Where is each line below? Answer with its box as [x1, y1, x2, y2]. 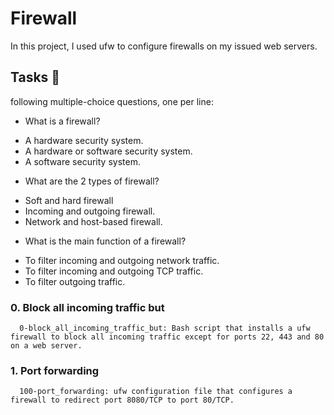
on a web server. [10, 341, 83, 351]
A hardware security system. [24, 134, 144, 146]
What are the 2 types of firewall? [24, 175, 160, 187]
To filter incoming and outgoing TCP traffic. [24, 265, 204, 277]
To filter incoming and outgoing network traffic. [24, 254, 220, 266]
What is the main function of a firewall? [24, 235, 187, 247]
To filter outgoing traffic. [24, 275, 126, 287]
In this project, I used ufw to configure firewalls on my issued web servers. [10, 40, 318, 52]
